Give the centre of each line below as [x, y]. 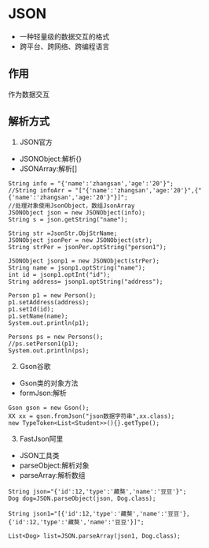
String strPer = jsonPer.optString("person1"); [88, 247]
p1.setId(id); [31, 309]
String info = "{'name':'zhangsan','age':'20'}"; [91, 183]
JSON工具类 [40, 455]
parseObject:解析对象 [54, 465]
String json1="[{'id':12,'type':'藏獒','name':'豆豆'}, [99, 513]
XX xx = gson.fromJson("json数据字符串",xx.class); [92, 416]
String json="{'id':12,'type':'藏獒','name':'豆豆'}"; [97, 491]
